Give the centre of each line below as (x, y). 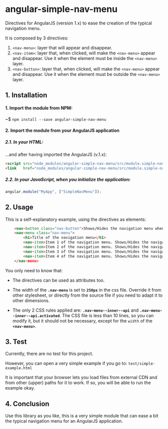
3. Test (16, 341)
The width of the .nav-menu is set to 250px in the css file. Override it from (87, 290)
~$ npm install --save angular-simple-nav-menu (56, 119)
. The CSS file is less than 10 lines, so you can (107, 315)
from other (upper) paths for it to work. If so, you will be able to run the (78, 383)
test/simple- (142, 364)
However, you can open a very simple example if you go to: (66, 364)
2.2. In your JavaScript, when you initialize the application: (68, 180)
